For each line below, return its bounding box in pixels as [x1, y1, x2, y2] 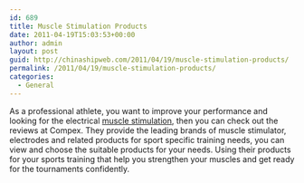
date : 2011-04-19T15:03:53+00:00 [9, 30, 136, 39]
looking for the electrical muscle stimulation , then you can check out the [9, 115, 279, 126]
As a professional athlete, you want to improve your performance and [9, 105, 269, 116]
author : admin [9, 38, 63, 48]
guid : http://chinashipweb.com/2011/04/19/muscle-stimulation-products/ [9, 55, 290, 64]
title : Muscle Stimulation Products [9, 22, 147, 31]
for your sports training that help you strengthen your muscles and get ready [9, 153, 295, 164]
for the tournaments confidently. [9, 163, 130, 174]
